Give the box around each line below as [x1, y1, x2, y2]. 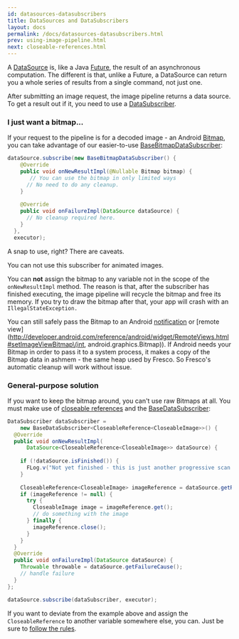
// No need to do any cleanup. [26, 181, 119, 189]
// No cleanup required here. [26, 214, 116, 221]
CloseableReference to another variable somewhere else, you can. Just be [7, 616, 224, 625]
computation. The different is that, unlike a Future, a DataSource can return [7, 70, 228, 79]
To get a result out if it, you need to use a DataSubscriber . [7, 100, 176, 107]
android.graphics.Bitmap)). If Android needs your [87, 339, 231, 349]
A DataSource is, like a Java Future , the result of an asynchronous [7, 63, 201, 71]
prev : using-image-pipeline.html [7, 37, 107, 44]
